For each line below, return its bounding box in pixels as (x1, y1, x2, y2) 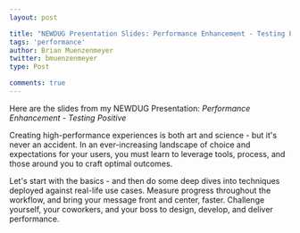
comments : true (9, 79, 66, 87)
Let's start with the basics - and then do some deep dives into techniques (9, 175, 280, 186)
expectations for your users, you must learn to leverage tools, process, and (9, 148, 286, 159)
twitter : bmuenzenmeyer (9, 54, 98, 63)
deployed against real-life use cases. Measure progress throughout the (9, 185, 271, 196)
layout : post (9, 12, 58, 22)
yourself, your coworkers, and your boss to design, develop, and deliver (9, 204, 274, 214)
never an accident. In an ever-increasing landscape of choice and (9, 139, 251, 150)
